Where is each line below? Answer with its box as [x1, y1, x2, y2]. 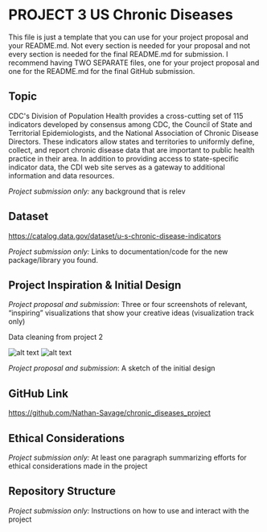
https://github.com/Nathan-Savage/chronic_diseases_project [8, 408, 212, 418]
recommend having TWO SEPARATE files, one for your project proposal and [8, 58, 260, 68]
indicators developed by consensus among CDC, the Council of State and [8, 119, 253, 129]
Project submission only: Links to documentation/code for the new [8, 247, 228, 256]
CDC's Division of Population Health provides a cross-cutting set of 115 [8, 111, 244, 121]
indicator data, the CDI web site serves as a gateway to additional [8, 162, 225, 172]
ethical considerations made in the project [8, 461, 148, 471]
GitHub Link [8, 387, 68, 400]
